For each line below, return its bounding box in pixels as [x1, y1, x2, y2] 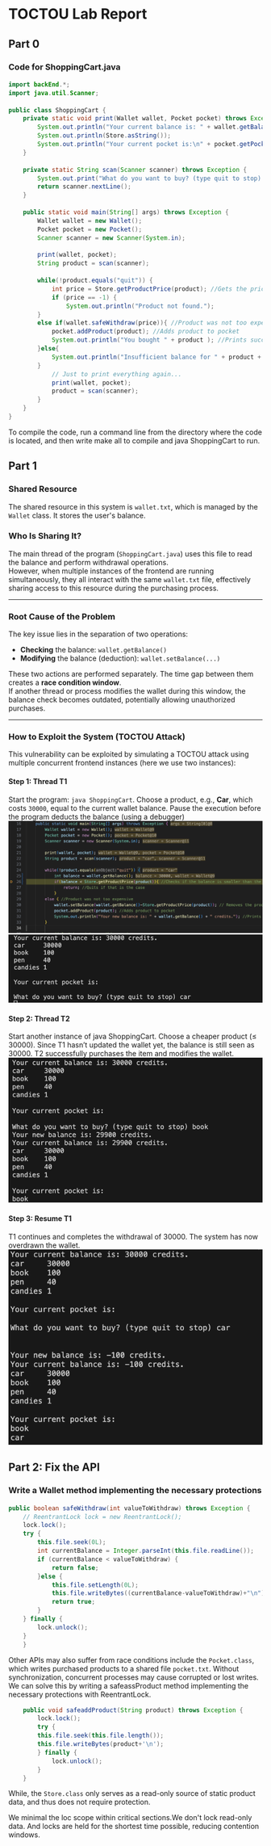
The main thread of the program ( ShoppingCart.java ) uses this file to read [8, 548, 252, 558]
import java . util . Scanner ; [8, 89, 99, 97]
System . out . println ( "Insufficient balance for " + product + [51, 353, 262, 361]
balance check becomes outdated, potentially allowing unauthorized [8, 695, 236, 705]
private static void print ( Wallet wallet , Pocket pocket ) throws [23, 115, 248, 123]
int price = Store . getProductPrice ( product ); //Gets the [51, 284, 248, 293]
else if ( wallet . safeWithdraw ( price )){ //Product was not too [37, 319, 248, 327]
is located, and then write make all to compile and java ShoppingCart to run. [8, 435, 261, 445]
